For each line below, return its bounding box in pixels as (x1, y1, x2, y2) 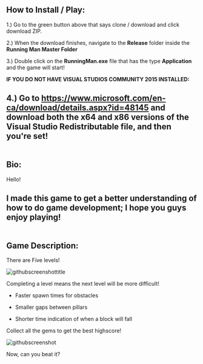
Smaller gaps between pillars (15, 303, 88, 311)
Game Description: (6, 241, 79, 251)
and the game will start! (6, 64, 65, 71)
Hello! (6, 175, 21, 183)
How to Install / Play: (6, 5, 85, 15)
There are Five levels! (6, 257, 60, 264)
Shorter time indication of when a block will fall (15, 315, 132, 323)
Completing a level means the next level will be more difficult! (6, 280, 159, 288)
